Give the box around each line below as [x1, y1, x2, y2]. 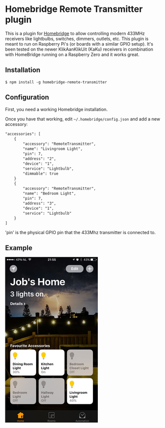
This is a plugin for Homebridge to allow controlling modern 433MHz [5, 30, 145, 36]
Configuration [5, 93, 49, 102]
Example [5, 244, 33, 252]
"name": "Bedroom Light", [23, 191, 77, 196]
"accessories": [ [5, 131, 41, 136]
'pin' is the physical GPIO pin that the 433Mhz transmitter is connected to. [5, 229, 156, 235]
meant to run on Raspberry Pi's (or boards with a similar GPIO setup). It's [5, 41, 154, 47]
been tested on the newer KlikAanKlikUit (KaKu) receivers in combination [5, 46, 154, 52]
